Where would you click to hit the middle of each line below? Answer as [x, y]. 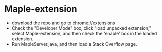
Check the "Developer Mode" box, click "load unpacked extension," [82, 28]
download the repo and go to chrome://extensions [63, 23]
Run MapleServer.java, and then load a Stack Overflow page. [74, 44]
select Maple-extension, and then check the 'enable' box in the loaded [84, 33]
